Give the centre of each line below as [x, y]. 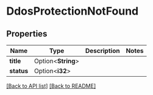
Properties [27, 34]
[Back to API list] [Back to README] [51, 86]
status [19, 71]
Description [102, 51]
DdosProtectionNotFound [73, 11]
